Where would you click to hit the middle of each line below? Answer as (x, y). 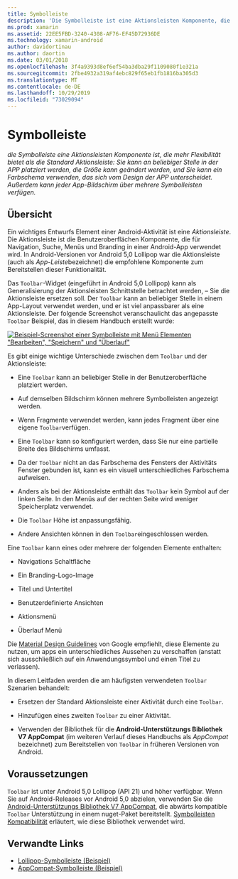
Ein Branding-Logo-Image (55, 575)
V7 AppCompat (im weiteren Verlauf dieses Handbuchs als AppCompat (123, 736)
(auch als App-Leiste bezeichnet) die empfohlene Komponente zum (106, 262)
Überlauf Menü (40, 630)
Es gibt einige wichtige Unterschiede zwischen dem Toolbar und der (107, 356)
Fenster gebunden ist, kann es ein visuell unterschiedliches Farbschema (123, 470)
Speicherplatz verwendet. (55, 506)
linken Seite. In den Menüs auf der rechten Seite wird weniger (108, 498)
